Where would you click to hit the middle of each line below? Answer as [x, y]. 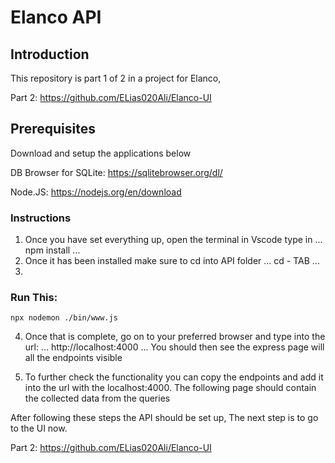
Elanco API [56, 17]
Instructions [41, 218]
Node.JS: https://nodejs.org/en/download [96, 192]
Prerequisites [53, 129]
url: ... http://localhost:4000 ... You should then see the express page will [174, 347]
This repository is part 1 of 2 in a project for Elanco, [116, 78]
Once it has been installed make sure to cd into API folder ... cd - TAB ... [172, 261]
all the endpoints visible [73, 358]
